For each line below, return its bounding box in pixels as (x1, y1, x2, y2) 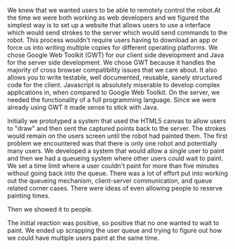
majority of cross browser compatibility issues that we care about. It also (7, 66, 217, 74)
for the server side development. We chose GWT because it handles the (7, 58, 216, 66)
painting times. (7, 191, 51, 200)
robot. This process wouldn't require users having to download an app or (7, 36, 218, 44)
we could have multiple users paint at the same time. (7, 234, 160, 242)
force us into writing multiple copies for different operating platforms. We (7, 44, 218, 51)
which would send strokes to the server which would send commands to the (7, 28, 228, 37)
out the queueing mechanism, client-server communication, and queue (7, 177, 213, 185)
